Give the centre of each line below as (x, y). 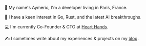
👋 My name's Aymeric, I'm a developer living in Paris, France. (66, 8)
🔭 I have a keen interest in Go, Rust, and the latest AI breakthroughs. (73, 17)
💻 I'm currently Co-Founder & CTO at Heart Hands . (56, 27)
